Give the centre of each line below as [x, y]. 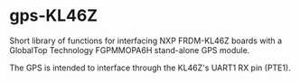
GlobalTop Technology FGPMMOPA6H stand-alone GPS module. [130, 50]
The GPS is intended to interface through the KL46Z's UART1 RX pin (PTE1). [150, 68]
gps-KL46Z [53, 16]
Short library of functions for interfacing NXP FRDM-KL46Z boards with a [146, 41]
